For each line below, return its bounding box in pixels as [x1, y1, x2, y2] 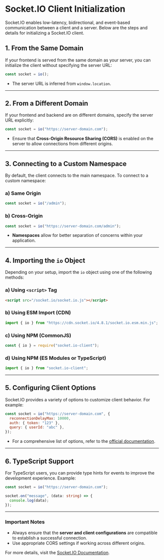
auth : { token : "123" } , [9, 420, 60, 425]
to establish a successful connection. [12, 535, 87, 540]
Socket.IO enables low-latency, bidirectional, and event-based [5, 20, 130, 25]
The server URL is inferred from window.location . [12, 81, 111, 86]
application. [12, 238, 36, 244]
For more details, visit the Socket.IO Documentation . [5, 549, 110, 555]
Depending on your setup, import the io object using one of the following [5, 270, 152, 275]
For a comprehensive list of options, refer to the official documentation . [12, 438, 156, 444]
